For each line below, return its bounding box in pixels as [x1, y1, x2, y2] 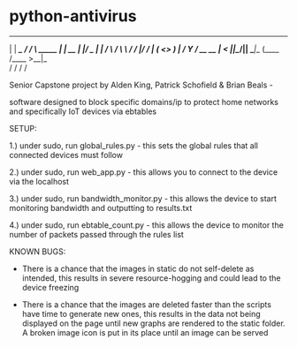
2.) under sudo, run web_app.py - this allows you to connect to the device [9, 166, 278, 177]
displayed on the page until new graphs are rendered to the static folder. [21, 318, 286, 328]
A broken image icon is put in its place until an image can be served [21, 327, 269, 337]
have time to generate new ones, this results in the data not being [21, 308, 261, 319]
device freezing [21, 282, 80, 292]
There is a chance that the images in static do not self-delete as [21, 263, 255, 274]
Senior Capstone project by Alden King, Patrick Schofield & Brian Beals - [9, 79, 274, 90]
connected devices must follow [9, 149, 124, 160]
